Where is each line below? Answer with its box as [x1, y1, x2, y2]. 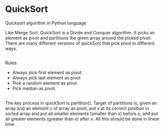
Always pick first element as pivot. [12, 70, 83, 76]
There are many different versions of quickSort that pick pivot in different [5, 40, 155, 46]
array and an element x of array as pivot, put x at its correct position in [5, 105, 149, 111]
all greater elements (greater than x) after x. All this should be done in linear [5, 116, 160, 122]
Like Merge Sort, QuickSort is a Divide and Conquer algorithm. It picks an [5, 29, 155, 35]
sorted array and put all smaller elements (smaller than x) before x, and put [5, 111, 159, 117]
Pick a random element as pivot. [12, 80, 79, 86]
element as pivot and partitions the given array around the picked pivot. [5, 35, 152, 41]
